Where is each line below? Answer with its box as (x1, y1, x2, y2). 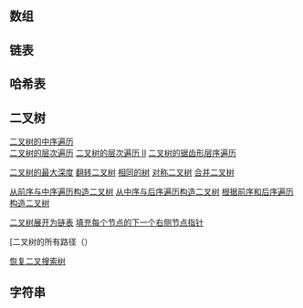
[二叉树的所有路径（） (9, 236, 93, 247)
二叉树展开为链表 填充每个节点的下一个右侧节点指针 (9, 217, 204, 228)
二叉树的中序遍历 (9, 136, 74, 147)
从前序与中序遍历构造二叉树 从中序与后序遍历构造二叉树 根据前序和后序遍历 (9, 186, 294, 197)
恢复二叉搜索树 (9, 255, 66, 266)
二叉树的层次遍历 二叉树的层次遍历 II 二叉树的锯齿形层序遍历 (9, 147, 237, 158)
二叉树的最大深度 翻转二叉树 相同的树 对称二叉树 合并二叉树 (9, 167, 235, 178)
